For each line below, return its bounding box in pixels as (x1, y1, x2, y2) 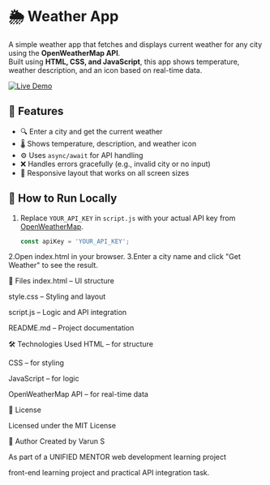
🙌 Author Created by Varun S (8, 436, 105, 446)
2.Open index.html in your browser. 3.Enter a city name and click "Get (8, 252, 241, 262)
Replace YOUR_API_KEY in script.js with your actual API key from (19, 213, 236, 223)
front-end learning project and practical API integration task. (8, 468, 210, 478)
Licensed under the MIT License (8, 421, 116, 431)
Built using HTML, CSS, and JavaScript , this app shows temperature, (8, 57, 240, 66)
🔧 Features (8, 104, 64, 118)
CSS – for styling (8, 358, 65, 368)
